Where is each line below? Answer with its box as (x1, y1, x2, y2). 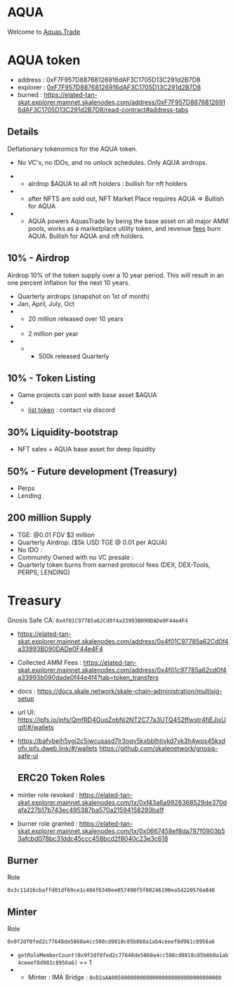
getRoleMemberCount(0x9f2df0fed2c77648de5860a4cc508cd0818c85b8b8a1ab (17, 952, 229, 959)
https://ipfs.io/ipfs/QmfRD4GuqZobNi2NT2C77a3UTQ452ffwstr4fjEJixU (17, 715, 226, 724)
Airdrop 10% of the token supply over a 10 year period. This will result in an (7, 270, 225, 279)
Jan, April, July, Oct (17, 299, 75, 308)
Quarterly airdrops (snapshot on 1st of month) (17, 292, 150, 300)
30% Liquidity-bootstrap (7, 426, 118, 438)
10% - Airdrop (7, 252, 70, 264)
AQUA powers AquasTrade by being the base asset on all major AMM (27, 216, 229, 225)
